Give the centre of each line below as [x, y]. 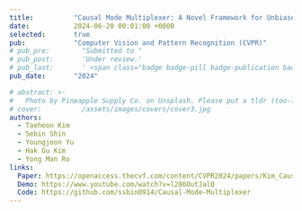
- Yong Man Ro [44, 159]
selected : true [50, 34]
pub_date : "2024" [54, 76]
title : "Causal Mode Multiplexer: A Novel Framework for [136, 18]
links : [22, 167]
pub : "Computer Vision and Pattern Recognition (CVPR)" [138, 43]
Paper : [30, 176]
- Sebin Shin [42, 134]
